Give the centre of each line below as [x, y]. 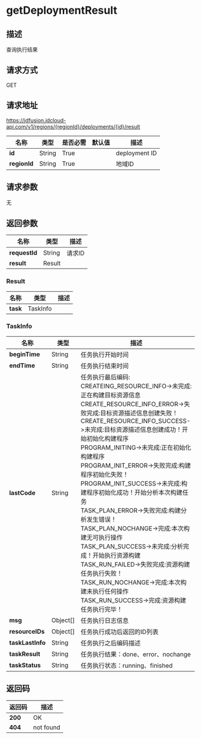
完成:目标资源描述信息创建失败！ [132, 413]
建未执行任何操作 [105, 591]
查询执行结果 [22, 49]
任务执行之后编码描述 [111, 643]
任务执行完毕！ [102, 609]
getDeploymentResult [62, 10]
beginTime [25, 354]
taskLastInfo [28, 643]
